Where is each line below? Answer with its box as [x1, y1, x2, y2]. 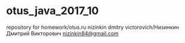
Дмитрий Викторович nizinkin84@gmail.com [6, 29, 119, 37]
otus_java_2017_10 [6, 4, 99, 18]
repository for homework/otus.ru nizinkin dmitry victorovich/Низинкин [6, 24, 179, 31]
